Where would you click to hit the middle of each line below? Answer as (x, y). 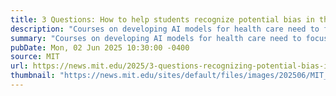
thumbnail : (33, 76)
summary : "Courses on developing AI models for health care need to (156, 38)
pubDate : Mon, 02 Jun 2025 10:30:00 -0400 (100, 47)
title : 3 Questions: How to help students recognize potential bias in (162, 19)
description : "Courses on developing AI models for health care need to (165, 29)
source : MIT (35, 57)
